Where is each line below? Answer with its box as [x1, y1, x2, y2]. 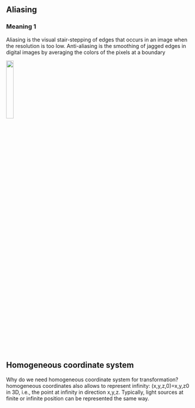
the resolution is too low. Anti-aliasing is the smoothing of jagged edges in [6, 42, 186, 49]
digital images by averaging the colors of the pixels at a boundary [6, 49, 165, 56]
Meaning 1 [6, 23, 37, 31]
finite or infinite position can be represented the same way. [6, 394, 149, 402]
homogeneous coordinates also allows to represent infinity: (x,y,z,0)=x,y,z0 [6, 382, 190, 389]
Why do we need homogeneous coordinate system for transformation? [6, 376, 178, 383]
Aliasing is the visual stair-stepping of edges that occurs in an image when [6, 36, 188, 43]
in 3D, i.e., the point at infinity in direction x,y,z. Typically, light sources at [6, 388, 184, 396]
